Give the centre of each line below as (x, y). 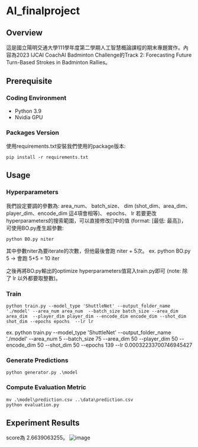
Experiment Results (43, 422)
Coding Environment (36, 98)
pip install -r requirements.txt (47, 157)
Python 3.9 (28, 111)
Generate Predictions (38, 360)
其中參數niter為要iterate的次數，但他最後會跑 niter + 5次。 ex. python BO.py (98, 251)
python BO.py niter (30, 239)
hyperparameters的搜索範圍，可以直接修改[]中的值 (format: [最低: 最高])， (96, 220)
